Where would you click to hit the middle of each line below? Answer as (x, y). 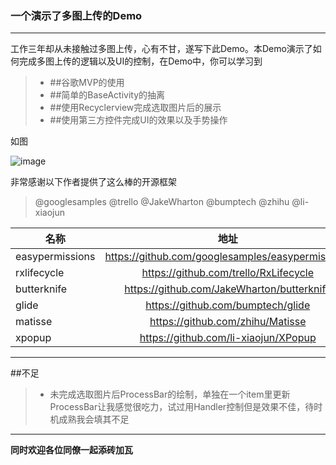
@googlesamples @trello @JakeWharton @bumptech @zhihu (162, 202)
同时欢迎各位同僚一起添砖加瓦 (71, 450)
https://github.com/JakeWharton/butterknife (228, 289)
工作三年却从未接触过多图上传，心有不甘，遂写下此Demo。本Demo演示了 (161, 49)
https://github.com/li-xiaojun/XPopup (228, 338)
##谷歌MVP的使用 (87, 83)
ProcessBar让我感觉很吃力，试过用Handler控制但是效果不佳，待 (182, 407)
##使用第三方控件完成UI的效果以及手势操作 (138, 120)
